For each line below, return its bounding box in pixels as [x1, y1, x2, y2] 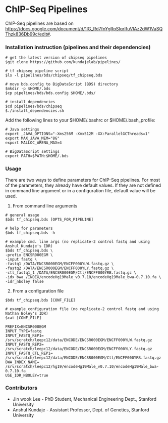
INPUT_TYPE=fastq [5, 328, 42, 333]
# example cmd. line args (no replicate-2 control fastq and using [5, 239, 150, 244]
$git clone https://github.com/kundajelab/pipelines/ [5, 60, 121, 65]
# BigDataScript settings [5, 149, 60, 154]
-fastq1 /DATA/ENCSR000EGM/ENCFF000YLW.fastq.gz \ [5, 261, 114, 266]
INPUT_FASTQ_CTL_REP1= [5, 351, 53, 356]
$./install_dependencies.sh [5, 108, 65, 113]
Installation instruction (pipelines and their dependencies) [5, 44, 151, 51]
